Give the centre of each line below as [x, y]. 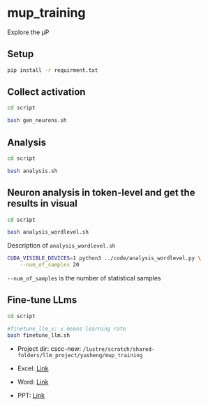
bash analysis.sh [32, 171]
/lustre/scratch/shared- [119, 349]
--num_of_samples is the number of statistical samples [84, 278]
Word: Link [33, 382]
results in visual [43, 204]
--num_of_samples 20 [50, 265]
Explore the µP [28, 32]
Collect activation [46, 92]
